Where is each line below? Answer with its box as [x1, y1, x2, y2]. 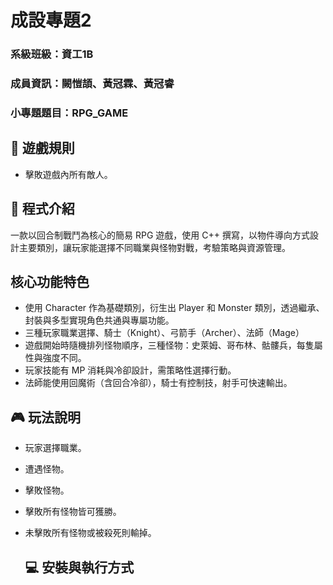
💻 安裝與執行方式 [24, 559, 135, 576]
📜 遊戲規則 [10, 140, 75, 157]
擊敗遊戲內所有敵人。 [24, 168, 113, 180]
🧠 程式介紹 [10, 201, 75, 218]
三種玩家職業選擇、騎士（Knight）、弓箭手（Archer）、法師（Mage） [24, 327, 305, 339]
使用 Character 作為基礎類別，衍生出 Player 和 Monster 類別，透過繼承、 [24, 302, 325, 314]
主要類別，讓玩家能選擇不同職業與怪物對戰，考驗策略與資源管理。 [18, 241, 291, 253]
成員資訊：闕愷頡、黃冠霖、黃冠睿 [10, 77, 175, 91]
